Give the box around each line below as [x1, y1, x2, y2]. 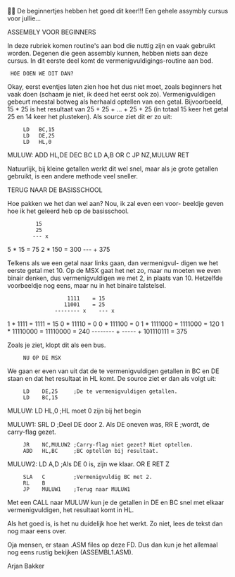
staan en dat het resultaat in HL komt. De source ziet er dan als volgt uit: [7, 375, 217, 382]
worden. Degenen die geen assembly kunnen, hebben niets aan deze [7, 49, 208, 57]
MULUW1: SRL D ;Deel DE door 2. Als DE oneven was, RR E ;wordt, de [7, 420, 210, 428]
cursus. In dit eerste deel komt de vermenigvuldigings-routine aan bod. [7, 56, 213, 65]
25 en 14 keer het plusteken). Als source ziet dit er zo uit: [7, 113, 172, 121]
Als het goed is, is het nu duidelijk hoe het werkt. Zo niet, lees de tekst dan [7, 519, 223, 528]
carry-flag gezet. [7, 427, 56, 436]
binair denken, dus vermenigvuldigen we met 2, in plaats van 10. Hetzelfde [7, 274, 223, 282]
